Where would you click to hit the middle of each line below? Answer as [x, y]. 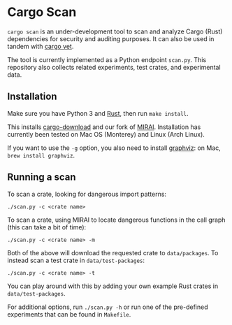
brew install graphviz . [41, 155]
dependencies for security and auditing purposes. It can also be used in [111, 38]
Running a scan [42, 177]
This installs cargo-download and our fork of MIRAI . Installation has [104, 127]
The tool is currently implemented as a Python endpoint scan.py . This [107, 59]
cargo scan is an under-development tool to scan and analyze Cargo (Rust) [115, 31]
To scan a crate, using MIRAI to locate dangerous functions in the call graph [116, 220]
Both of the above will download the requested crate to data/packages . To [113, 252]
